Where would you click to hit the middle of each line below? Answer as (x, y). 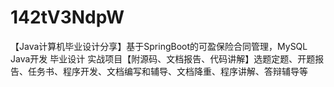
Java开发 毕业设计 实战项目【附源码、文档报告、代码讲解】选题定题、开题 (163, 58)
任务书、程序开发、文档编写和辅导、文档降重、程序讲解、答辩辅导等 (167, 71)
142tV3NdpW (67, 17)
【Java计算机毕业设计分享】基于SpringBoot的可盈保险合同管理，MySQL (159, 46)
